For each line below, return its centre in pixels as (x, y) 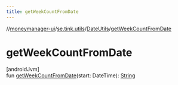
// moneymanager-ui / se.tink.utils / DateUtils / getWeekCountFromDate (89, 29)
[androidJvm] (23, 69)
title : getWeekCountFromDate (42, 12)
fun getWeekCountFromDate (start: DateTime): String (71, 75)
